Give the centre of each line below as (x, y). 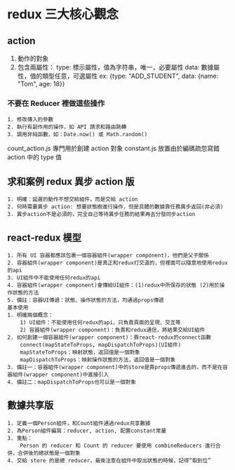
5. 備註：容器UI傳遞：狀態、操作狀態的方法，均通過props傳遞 (86, 300)
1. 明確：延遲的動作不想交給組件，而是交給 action (73, 200)
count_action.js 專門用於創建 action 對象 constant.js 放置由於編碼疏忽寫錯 (113, 149)
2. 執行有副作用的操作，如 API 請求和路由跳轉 (67, 127)
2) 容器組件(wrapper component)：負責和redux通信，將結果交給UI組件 (113, 330)
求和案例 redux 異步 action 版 (71, 181)
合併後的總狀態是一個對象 (49, 453)
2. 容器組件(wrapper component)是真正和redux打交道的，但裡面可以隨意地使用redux (117, 263)
